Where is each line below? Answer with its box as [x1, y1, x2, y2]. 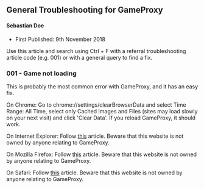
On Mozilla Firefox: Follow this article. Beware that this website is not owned [6, 151, 197, 158]
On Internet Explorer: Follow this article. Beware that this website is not [6, 132, 184, 140]
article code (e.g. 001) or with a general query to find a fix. [6, 54, 153, 61]
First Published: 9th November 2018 [15, 35, 105, 43]
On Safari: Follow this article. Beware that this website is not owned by [6, 169, 183, 176]
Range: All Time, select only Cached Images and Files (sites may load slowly [6, 107, 198, 115]
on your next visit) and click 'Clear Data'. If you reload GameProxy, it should [6, 114, 196, 121]
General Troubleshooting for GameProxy [6, 5, 163, 15]
